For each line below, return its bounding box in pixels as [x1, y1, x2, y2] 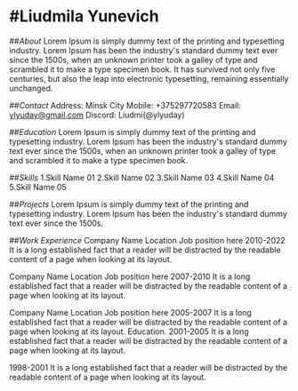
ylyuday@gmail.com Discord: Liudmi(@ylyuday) [9, 109, 185, 120]
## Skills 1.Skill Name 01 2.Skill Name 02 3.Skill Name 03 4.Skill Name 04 [9, 172, 275, 183]
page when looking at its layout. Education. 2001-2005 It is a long [9, 326, 249, 337]
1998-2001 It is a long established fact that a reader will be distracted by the [9, 362, 287, 372]
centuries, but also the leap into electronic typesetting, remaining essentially [9, 73, 289, 84]
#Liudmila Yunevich [9, 6, 159, 27]
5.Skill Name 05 [9, 181, 67, 192]
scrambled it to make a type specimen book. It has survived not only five [9, 64, 276, 75]
